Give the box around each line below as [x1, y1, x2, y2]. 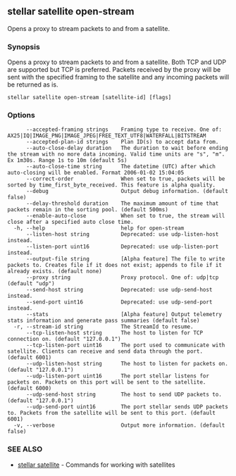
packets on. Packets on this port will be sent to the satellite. [7, 379, 206, 386]
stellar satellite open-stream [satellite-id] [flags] [7, 94, 172, 101]
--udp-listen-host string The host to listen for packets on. [25, 361, 229, 368]
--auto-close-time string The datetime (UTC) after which [25, 163, 216, 170]
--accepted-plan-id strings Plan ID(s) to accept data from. [25, 139, 219, 146]
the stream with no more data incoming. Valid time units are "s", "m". [7, 151, 225, 158]
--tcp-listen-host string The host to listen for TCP [25, 330, 203, 337]
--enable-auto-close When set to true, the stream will [25, 213, 225, 220]
